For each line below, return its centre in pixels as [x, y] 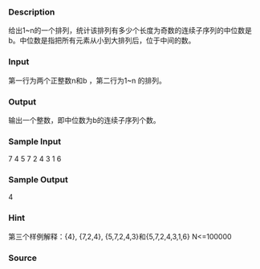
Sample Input [35, 141]
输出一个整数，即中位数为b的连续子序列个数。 [84, 120]
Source [23, 258]
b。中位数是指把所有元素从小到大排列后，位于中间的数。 [102, 41]
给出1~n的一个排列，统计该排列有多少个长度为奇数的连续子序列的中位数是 [130, 31]
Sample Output [38, 180]
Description [32, 12]
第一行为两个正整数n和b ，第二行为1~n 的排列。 [87, 80]
